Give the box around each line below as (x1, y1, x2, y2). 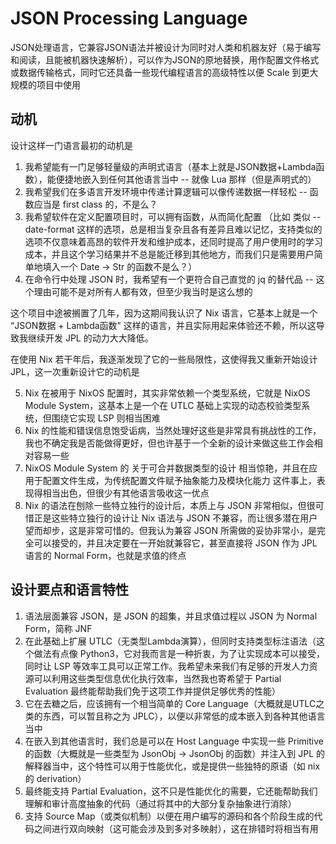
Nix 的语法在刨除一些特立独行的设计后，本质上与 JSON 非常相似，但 (24, 499, 307, 511)
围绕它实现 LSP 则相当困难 (51, 412, 161, 424)
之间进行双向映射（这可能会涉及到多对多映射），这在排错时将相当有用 (33, 822, 319, 834)
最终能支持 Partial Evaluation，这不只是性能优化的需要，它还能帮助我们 (24, 785, 318, 797)
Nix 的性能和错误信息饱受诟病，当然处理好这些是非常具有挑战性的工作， (24, 424, 322, 436)
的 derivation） (24, 772, 87, 784)
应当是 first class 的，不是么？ (33, 198, 158, 210)
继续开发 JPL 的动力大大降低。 (27, 332, 154, 344)
